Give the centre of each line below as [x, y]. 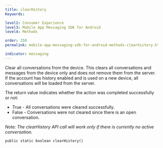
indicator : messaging [27, 54]
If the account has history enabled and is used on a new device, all [72, 78]
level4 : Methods [21, 32]
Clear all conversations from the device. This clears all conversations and [78, 67]
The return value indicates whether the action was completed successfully [80, 92]
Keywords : [15, 14]
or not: [12, 98]
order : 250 [16, 41]
